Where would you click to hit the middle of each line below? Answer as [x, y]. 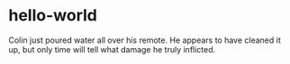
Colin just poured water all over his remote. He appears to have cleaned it [145, 40]
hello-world [53, 16]
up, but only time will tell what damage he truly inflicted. [112, 49]
